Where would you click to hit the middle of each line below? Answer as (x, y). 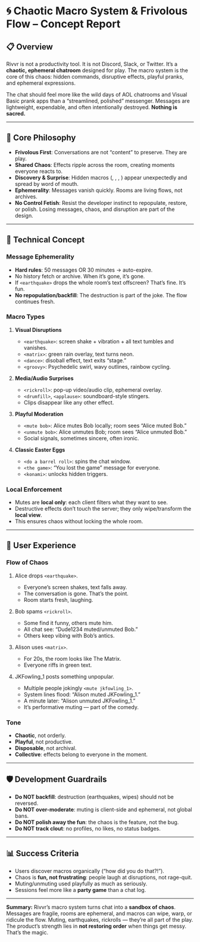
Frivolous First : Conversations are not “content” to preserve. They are (101, 152)
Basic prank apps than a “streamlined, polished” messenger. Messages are (98, 101)
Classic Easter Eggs (40, 450)
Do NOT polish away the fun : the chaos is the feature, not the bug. (97, 822)
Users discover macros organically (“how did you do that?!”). (90, 871)
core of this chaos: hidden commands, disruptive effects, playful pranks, (95, 77)
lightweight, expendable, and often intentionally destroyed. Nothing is (92, 107)
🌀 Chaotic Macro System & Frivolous (97, 11)
